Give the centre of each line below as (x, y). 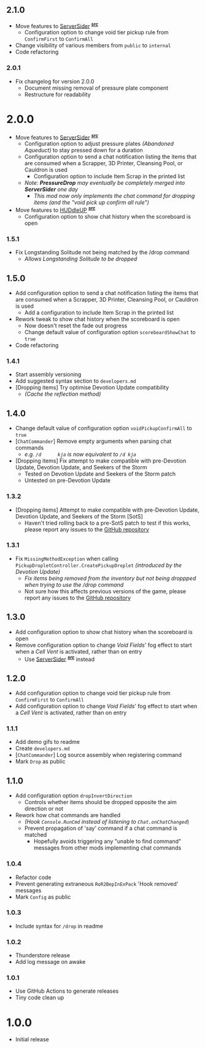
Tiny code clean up (40, 998)
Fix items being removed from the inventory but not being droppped (110, 578)
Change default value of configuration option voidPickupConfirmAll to (103, 428)
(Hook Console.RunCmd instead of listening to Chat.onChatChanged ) (106, 822)
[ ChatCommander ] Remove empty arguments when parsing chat (93, 441)
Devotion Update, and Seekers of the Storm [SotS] (79, 516)
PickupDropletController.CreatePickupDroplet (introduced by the (99, 565)
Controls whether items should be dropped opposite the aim (100, 802)
